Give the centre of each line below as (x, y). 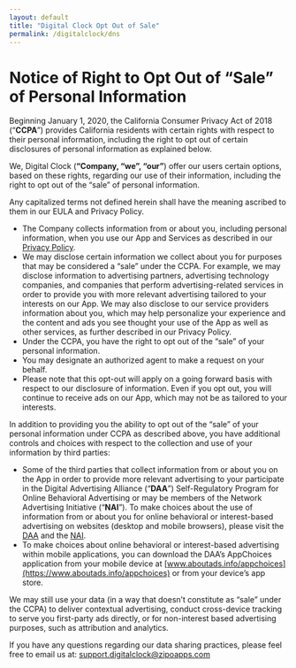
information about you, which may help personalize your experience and (154, 313)
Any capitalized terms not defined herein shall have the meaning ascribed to (148, 202)
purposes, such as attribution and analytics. (89, 628)
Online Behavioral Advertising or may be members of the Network (142, 498)
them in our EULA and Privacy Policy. (76, 211)
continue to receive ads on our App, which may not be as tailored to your (155, 398)
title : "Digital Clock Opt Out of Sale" (85, 26)
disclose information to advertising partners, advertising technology (145, 276)
